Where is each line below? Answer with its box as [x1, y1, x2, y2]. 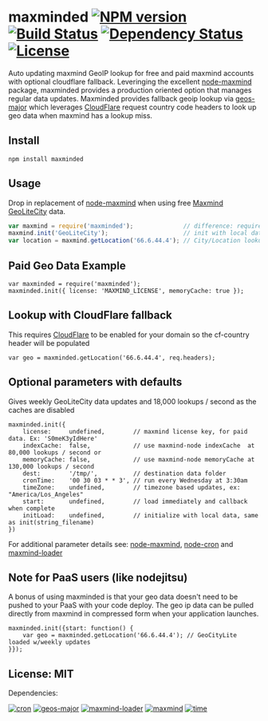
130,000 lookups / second [8, 462, 94, 470]
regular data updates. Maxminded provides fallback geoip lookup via [8, 93, 234, 103]
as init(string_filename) [8, 518, 94, 526]
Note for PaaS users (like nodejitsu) [8, 571, 188, 584]
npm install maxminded [8, 155, 84, 163]
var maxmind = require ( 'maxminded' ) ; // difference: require [8, 222, 262, 230]
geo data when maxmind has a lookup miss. [8, 110, 153, 120]
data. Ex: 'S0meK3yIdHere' [8, 434, 98, 442]
